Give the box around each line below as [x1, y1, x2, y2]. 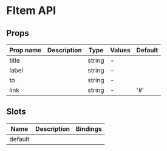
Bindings [75, 124, 102, 133]
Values [110, 46, 131, 54]
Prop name [9, 46, 42, 54]
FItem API [6, 4, 56, 18]
